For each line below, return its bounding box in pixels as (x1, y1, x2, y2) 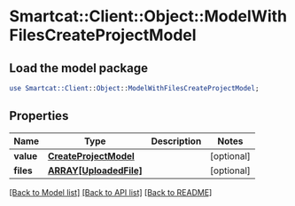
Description (151, 135, 202, 147)
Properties (9, 108, 69, 123)
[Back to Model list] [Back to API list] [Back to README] (9, 186, 213, 197)
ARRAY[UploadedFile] (47, 164, 144, 177)
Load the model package (9, 60, 149, 75)
